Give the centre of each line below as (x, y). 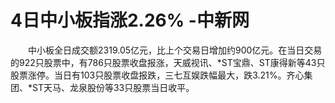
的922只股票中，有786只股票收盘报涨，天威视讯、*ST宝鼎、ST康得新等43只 (168, 62)
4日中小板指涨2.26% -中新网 (130, 20)
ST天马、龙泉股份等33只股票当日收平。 (113, 87)
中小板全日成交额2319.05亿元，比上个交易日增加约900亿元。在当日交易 (175, 50)
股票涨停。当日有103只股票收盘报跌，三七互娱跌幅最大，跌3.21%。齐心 (157, 75)
